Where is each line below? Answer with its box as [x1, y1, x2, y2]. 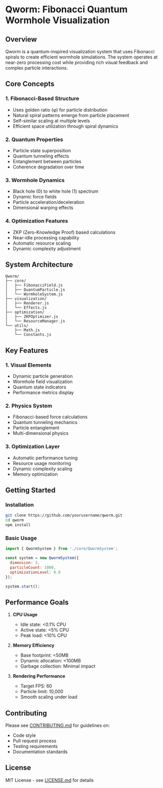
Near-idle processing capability [12, 234, 79, 240]
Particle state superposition [12, 147, 71, 153]
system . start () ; [5, 583, 40, 589]
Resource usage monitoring [12, 460, 71, 466]
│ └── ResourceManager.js [5, 319, 66, 324]
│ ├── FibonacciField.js [5, 283, 63, 288]
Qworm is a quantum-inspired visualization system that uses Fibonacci [5, 49, 155, 54]
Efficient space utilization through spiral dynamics [12, 123, 118, 129]
